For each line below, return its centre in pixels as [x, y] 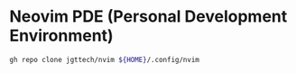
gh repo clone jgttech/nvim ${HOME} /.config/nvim [105, 59]
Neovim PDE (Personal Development [148, 17]
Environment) [62, 36]
